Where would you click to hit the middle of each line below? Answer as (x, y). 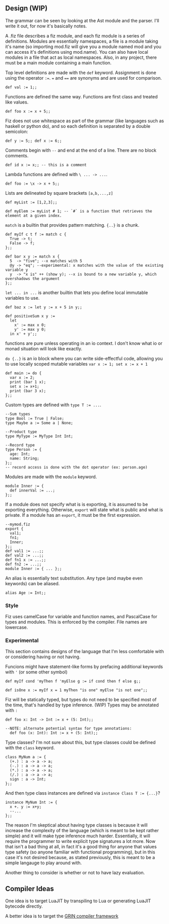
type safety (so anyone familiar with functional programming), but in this (80, 852)
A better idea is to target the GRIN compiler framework (62, 916)
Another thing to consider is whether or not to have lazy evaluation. (75, 873)
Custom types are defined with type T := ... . (53, 405)
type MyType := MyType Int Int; (39, 436)
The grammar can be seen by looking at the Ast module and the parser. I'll (82, 20)
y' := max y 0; (30, 329)
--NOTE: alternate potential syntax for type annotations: (69, 729)
